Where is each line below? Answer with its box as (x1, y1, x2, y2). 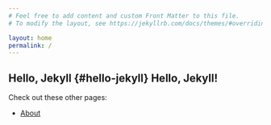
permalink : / (8, 41, 52, 49)
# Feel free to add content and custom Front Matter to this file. (8, 11, 240, 20)
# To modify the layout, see (8, 19, 106, 27)
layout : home (8, 34, 52, 42)
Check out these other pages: (8, 93, 107, 102)
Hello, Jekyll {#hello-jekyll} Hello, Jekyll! (8, 71, 219, 85)
